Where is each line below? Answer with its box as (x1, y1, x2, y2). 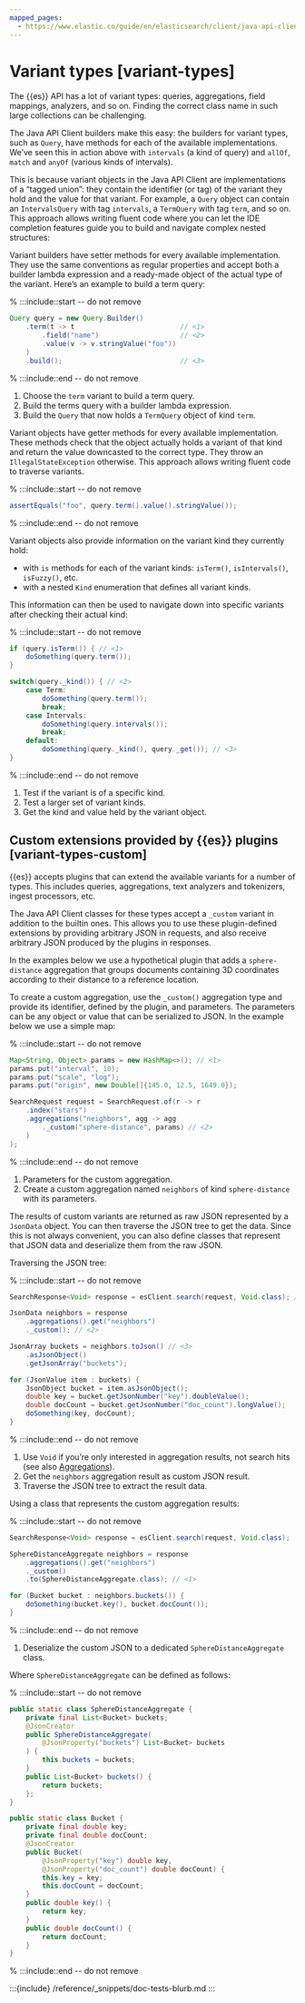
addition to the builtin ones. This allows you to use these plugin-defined (9, 917, 278, 928)
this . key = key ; (42, 1873, 103, 1882)
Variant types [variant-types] (9, 61, 235, 82)
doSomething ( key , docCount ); (25, 1409, 136, 1418)
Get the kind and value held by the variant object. (22, 806, 207, 818)
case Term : (25, 686, 67, 695)
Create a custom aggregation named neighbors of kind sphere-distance (22, 1183, 290, 1195)
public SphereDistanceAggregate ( (25, 1730, 152, 1740)
